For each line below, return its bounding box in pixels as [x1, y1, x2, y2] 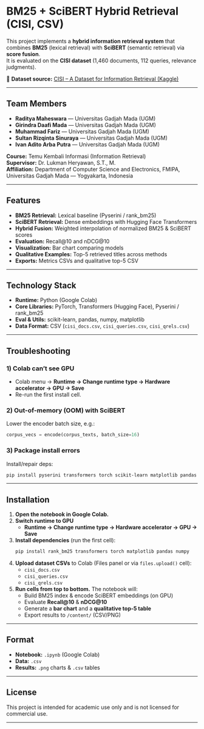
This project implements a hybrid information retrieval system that [6, 37, 175, 45]
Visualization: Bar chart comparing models [15, 244, 124, 251]
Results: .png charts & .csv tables [15, 664, 100, 671]
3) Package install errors [6, 447, 80, 455]
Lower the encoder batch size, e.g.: [6, 420, 95, 428]
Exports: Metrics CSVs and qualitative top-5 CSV [15, 257, 138, 264]
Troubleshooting [6, 346, 71, 356]
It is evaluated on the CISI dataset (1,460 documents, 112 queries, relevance [6, 57, 197, 64]
